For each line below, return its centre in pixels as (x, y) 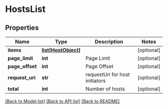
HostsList (25, 9)
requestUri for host (107, 74)
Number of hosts (105, 89)
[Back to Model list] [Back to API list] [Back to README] (62, 101)
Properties (22, 28)
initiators (95, 81)
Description (109, 42)
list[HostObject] (61, 50)
